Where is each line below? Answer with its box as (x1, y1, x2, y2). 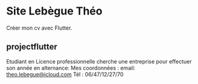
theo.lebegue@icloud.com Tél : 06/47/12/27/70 (6, 71, 124, 78)
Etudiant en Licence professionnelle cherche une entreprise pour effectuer (6, 57, 192, 65)
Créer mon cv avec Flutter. (6, 24, 72, 31)
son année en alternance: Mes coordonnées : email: (6, 64, 136, 71)
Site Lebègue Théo (6, 4, 103, 18)
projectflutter (6, 42, 57, 52)
